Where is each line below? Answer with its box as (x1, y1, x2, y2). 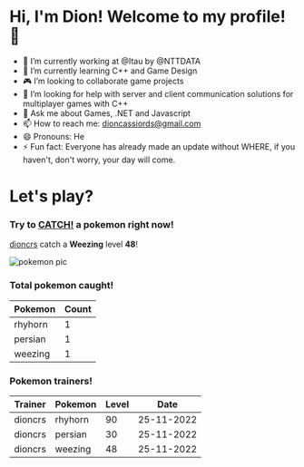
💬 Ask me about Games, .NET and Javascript (22, 107, 191, 119)
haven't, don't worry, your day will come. (22, 154, 176, 165)
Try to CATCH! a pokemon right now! (9, 219, 174, 231)
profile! (230, 6, 286, 27)
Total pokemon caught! (9, 279, 114, 292)
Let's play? (9, 186, 93, 207)
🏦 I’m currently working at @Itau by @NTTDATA (22, 55, 201, 66)
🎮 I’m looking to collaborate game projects (22, 75, 184, 86)
